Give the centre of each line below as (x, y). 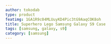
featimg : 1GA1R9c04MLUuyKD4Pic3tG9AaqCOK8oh (53, 19)
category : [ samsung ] (27, 33)
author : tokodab (22, 10)
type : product (20, 15)
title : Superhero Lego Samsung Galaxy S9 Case (55, 24)
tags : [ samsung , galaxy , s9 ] (36, 29)
